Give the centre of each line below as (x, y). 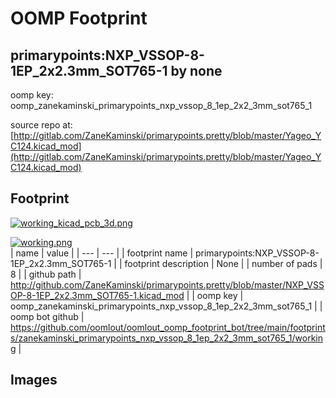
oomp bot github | (47, 316)
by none (196, 70)
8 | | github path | (46, 274)
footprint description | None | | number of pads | (223, 263)
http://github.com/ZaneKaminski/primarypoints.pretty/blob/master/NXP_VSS (167, 284)
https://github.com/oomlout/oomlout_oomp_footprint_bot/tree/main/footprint (168, 327)
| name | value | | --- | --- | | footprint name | (102, 253)
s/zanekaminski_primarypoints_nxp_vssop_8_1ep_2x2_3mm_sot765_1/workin (167, 338)
